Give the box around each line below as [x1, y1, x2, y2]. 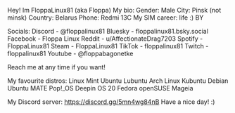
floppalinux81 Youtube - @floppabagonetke [7, 49, 134, 58]
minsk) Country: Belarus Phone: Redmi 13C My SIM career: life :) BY [7, 13, 204, 22]
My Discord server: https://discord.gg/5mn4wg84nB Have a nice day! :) [7, 98, 215, 106]
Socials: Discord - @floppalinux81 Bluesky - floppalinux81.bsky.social [7, 27, 209, 35]
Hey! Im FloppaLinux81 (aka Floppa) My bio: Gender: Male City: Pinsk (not [7, 6, 222, 14]
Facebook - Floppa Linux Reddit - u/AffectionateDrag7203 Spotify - [7, 34, 203, 43]
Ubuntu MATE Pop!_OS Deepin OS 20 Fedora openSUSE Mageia [7, 84, 193, 92]
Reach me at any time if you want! [7, 63, 106, 71]
